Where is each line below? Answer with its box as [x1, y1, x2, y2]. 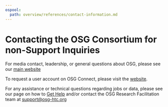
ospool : [5, 7, 22, 13]
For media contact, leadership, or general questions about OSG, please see [5, 61, 161, 67]
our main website [5, 66, 41, 72]
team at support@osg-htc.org [5, 96, 67, 102]
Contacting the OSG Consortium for [5, 34, 157, 45]
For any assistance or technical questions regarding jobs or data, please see [5, 86, 163, 92]
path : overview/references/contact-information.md [10, 12, 118, 17]
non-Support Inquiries [5, 44, 100, 56]
